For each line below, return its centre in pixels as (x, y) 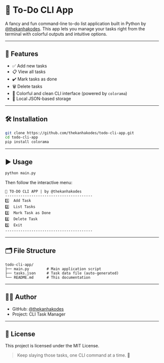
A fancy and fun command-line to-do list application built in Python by (76, 24)
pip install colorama (27, 142)
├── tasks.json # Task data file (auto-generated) (62, 273)
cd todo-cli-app (21, 137)
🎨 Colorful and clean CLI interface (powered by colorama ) (70, 93)
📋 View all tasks (29, 72)
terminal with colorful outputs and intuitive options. (56, 34)
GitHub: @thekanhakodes (38, 309)
